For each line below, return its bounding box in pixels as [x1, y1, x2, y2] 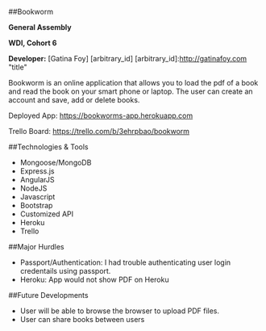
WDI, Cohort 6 [8, 38, 57, 48]
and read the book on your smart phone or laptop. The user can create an [8, 86, 253, 96]
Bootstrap [19, 201, 53, 210]
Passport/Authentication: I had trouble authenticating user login [19, 258, 231, 267]
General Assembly [8, 23, 72, 31]
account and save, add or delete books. [8, 95, 140, 104]
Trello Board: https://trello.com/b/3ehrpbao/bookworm [8, 127, 190, 136]
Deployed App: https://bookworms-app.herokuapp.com [8, 111, 193, 120]
